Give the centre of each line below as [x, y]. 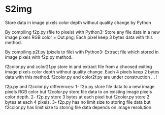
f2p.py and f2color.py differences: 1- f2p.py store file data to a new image [80, 86]
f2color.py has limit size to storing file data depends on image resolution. [79, 107]
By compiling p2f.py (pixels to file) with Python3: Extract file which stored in [82, 52]
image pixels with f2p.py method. [39, 57]
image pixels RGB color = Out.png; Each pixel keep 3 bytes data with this [79, 37]
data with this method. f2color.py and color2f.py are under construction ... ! [81, 77]
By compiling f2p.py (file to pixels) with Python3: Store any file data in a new [82, 32]
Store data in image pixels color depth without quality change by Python [78, 23]
